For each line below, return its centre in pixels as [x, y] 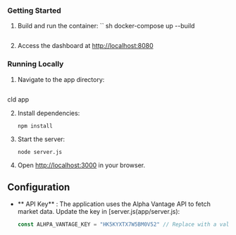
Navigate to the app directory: [61, 79]
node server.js [40, 152]
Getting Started [34, 11]
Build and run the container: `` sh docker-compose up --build [106, 26]
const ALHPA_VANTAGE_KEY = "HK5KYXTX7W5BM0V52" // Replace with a [117, 224]
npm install [35, 126]
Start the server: [41, 139]
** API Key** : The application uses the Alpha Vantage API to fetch [114, 204]
